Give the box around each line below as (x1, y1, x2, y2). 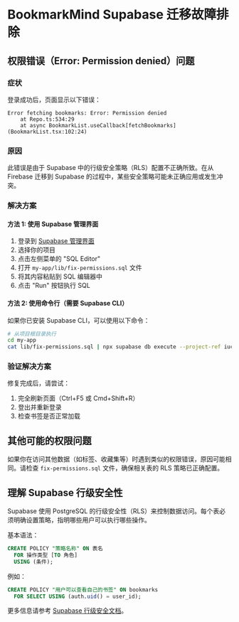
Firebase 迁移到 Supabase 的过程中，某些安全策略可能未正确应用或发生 (7, 172, 217, 181)
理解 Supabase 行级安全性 (7, 486, 123, 498)
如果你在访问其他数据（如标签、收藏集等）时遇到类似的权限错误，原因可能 (7, 455, 225, 463)
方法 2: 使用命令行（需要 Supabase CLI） (7, 299, 129, 307)
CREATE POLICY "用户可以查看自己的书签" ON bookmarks (7, 586, 159, 594)
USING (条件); (14, 558, 53, 565)
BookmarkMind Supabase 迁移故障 (7, 6, 217, 23)
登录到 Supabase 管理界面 (17, 237, 95, 245)
